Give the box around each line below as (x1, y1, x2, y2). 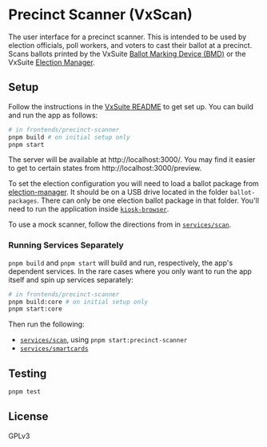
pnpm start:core (8, 305, 62, 313)
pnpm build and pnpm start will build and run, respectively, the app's (8, 258, 233, 267)
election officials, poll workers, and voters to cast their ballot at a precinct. (8, 40, 253, 49)
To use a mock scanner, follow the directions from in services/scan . (8, 220, 232, 229)
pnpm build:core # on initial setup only (8, 298, 149, 306)
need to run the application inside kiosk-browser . (8, 204, 169, 214)
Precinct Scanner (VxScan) (8, 6, 193, 24)
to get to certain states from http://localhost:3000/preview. (8, 164, 202, 173)
